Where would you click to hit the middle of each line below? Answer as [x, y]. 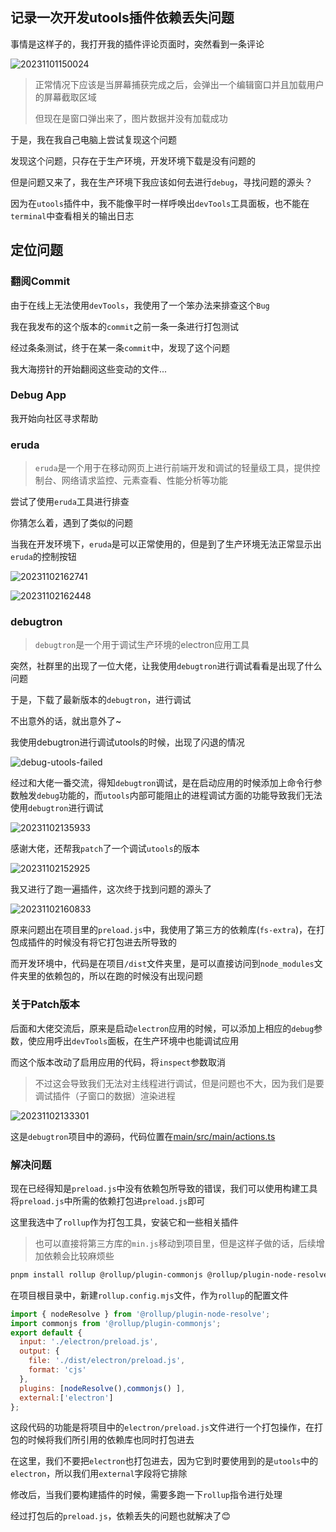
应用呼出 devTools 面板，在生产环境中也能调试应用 [138, 1040]
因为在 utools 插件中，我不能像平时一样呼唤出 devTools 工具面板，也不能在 [160, 203]
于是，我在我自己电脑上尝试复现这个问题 [93, 139]
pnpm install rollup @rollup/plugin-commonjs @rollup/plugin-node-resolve [169, 1274]
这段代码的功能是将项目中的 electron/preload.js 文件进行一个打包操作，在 [162, 1427]
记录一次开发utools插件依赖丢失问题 [122, 18]
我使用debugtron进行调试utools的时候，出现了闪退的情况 [127, 742]
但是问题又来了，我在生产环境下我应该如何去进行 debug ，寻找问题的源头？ [161, 182]
